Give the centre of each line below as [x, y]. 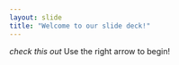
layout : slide [36, 17]
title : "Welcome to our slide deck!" [80, 26]
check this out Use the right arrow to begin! [90, 51]
